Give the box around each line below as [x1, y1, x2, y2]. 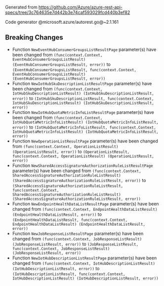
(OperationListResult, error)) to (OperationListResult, [12, 148, 130, 154]
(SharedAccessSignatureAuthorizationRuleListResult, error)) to [12, 177, 146, 183]
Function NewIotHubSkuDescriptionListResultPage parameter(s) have [12, 80, 152, 86]
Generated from [5, 4, 38, 10]
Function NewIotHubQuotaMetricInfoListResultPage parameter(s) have [12, 109, 154, 115]
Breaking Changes [5, 33, 63, 42]
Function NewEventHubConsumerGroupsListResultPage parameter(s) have [12, 47, 157, 52]
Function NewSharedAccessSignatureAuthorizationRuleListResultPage [12, 162, 153, 168]
